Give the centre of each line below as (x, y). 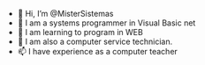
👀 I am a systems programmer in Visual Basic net (106, 23)
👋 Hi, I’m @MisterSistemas (65, 14)
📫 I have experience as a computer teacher (98, 51)
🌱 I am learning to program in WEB (80, 32)
